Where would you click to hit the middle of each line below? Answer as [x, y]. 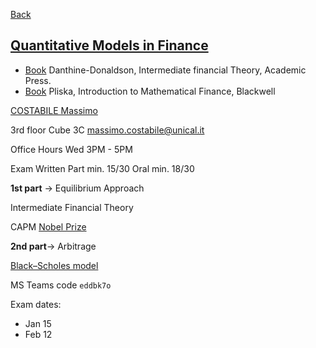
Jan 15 [38, 323]
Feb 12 [38, 334]
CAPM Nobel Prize [48, 226]
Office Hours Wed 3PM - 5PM [71, 149]
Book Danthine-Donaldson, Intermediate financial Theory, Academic [165, 70]
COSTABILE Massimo [54, 110]
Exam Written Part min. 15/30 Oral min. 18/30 [102, 168]
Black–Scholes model [54, 265]
